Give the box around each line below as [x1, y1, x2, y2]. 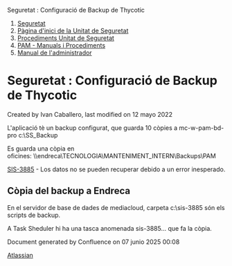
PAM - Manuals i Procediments [17, 41, 106, 49]
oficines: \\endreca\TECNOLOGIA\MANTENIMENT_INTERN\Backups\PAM [7, 151, 216, 160]
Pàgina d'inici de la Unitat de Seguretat [17, 27, 129, 35]
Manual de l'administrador [17, 48, 92, 57]
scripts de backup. [7, 211, 61, 219]
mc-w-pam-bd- [179, 124, 224, 132]
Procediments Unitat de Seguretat [17, 34, 114, 42]
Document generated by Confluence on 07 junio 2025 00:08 [7, 238, 180, 246]
